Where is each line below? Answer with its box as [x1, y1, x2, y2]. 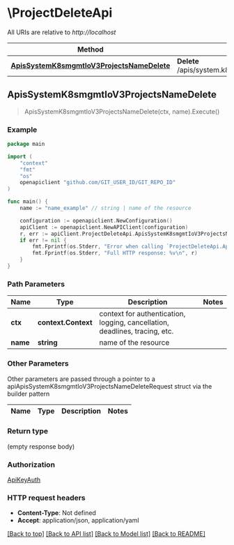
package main [7, 141, 45, 148]
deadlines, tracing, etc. [99, 327, 174, 336]
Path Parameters [7, 279, 65, 289]
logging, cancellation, [99, 318, 169, 327]
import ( [7, 153, 33, 160]
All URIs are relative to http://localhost [7, 28, 116, 36]
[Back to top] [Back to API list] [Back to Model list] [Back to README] [7, 530, 205, 538]
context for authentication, [99, 309, 186, 319]
